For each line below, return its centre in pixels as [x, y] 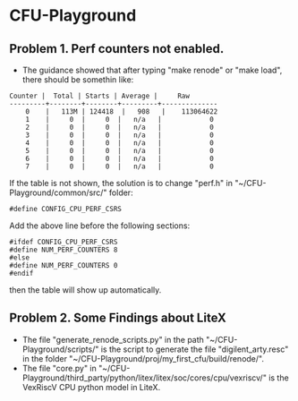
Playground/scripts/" [60, 349]
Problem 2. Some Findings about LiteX [118, 318]
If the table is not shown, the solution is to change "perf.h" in [121, 183]
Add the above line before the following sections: [100, 226]
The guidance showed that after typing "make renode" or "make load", [152, 70]
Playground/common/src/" [58, 192]
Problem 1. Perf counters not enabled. [117, 49]
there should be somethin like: [78, 80]
